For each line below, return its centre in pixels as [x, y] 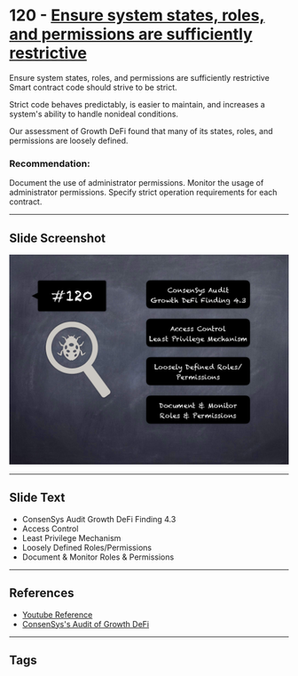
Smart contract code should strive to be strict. [93, 87]
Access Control [50, 529]
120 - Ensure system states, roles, [137, 16]
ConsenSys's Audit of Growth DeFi [86, 624]
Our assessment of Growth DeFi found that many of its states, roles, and [141, 131]
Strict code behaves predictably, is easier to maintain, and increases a [137, 104]
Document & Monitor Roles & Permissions [98, 557]
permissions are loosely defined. [69, 140]
